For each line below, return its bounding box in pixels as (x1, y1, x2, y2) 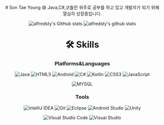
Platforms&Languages (54, 60, 110, 67)
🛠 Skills (65, 39, 99, 50)
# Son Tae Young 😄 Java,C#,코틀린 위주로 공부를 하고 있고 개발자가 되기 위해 (5, 4, 159, 10)
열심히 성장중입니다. (63, 11, 102, 16)
